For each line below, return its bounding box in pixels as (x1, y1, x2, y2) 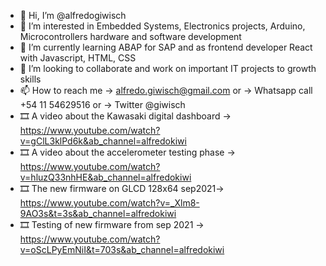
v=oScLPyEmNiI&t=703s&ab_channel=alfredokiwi (19, 244, 225, 255)
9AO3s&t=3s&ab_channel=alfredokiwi (19, 208, 177, 219)
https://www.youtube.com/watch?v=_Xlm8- (19, 197, 200, 209)
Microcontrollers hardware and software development (19, 31, 242, 42)
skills (19, 73, 42, 85)
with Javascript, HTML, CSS (19, 52, 137, 64)
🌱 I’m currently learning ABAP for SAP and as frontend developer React (19, 41, 313, 53)
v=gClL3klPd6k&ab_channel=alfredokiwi (19, 135, 187, 147)
